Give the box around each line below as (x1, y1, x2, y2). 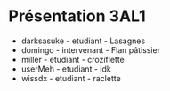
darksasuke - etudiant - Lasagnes (20, 35, 146, 46)
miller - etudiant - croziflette (20, 54, 125, 64)
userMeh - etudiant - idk (20, 64, 112, 74)
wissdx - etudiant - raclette (20, 72, 121, 83)
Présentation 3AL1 (8, 6, 146, 27)
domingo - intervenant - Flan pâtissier (20, 44, 161, 55)
